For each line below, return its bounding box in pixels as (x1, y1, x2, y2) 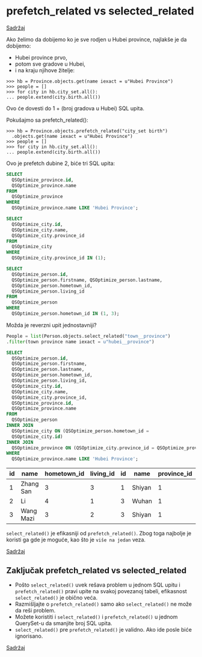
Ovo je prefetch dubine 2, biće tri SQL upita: (6, 160, 115, 167)
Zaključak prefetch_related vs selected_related (6, 565, 187, 576)
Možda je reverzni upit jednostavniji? (6, 321, 97, 329)
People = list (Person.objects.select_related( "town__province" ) (6, 333, 171, 339)
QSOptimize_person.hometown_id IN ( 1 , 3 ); (11, 311, 120, 317)
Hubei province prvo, (14, 54, 67, 61)
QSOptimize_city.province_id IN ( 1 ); (11, 255, 106, 261)
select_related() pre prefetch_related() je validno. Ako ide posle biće (14, 626, 192, 633)
